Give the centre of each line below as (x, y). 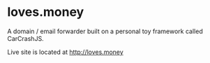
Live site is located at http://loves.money (65, 52)
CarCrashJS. (25, 38)
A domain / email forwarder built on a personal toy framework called (105, 31)
